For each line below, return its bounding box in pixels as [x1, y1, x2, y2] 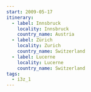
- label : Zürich [12, 37, 53, 43]
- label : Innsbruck [12, 20, 61, 26]
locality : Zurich [17, 43, 61, 49]
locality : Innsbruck [17, 25, 69, 32]
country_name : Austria [17, 31, 75, 38]
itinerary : [6, 15, 34, 21]
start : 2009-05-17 [6, 8, 53, 15]
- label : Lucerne [12, 54, 56, 60]
